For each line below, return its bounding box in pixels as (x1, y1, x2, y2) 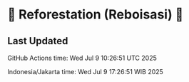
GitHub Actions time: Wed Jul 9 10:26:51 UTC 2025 (7, 53, 157, 62)
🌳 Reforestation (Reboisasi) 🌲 (7, 6, 184, 23)
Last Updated (7, 35, 68, 47)
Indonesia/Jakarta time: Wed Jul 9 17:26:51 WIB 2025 (7, 68, 164, 76)
